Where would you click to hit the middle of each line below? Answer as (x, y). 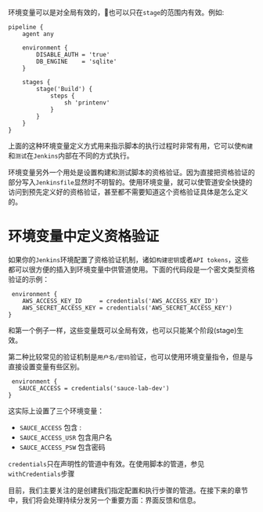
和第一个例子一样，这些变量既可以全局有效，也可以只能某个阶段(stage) (122, 330)
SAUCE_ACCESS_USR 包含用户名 (66, 437)
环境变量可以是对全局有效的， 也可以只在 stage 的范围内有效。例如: (116, 12)
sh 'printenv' (87, 103)
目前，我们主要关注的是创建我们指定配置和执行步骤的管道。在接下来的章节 (128, 490)
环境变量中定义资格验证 (84, 237)
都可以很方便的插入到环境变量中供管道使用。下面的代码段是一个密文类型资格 (131, 269)
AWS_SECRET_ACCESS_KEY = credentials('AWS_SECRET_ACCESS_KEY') (128, 308)
